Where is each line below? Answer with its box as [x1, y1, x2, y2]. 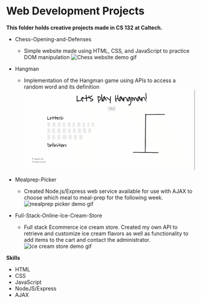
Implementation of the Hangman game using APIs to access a [23, 77, 176, 84]
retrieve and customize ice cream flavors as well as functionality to [23, 229, 188, 237]
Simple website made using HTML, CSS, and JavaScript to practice [23, 47, 190, 54]
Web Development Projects [6, 4, 145, 18]
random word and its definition [23, 83, 100, 90]
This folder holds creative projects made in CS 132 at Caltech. [6, 24, 163, 31]
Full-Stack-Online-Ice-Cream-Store [14, 211, 103, 219]
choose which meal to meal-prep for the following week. [23, 193, 163, 201]
